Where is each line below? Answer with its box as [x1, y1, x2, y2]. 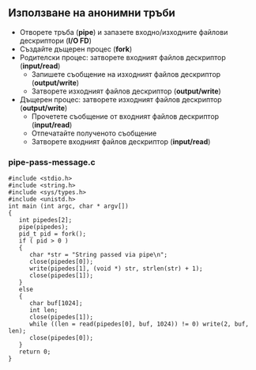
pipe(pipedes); [18, 223, 69, 231]
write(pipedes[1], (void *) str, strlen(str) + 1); [28, 265, 203, 273]
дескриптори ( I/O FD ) [19, 36, 92, 45]
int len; [28, 307, 58, 315]
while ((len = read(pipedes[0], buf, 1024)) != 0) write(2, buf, [28, 320, 249, 328]
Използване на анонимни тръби [8, 6, 175, 20]
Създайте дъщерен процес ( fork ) [19, 44, 133, 54]
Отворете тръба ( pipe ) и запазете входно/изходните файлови [19, 27, 228, 36]
